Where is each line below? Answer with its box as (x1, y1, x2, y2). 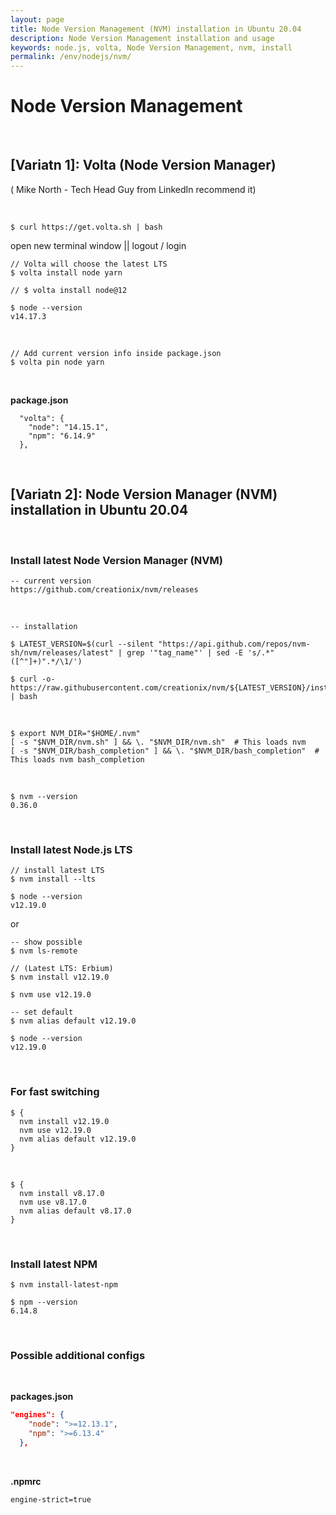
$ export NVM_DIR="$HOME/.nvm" (10, 728, 141, 738)
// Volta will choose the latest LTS (10, 259, 168, 269)
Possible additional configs (10, 1348, 146, 1362)
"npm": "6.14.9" (28, 431, 97, 441)
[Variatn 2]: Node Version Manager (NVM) (10, 486, 278, 503)
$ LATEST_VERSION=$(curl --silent (10, 639, 155, 649)
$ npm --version (10, 1297, 78, 1307)
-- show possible (10, 937, 83, 948)
